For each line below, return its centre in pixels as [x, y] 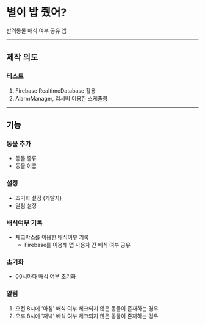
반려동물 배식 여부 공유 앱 [37, 30]
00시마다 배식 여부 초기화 [45, 277]
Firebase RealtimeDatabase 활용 [55, 91]
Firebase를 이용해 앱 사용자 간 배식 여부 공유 [77, 245]
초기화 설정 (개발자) [38, 198]
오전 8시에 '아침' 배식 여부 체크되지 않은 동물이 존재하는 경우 [87, 308]
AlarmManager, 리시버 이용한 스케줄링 [61, 98]
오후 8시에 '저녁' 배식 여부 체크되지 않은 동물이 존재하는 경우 [87, 316]
